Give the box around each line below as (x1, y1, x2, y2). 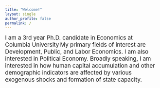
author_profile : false (5, 16, 51, 21)
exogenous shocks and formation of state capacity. (5, 76, 142, 84)
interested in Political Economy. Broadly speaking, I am (5, 55, 151, 63)
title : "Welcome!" (5, 7, 42, 12)
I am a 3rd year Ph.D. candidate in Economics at (5, 34, 133, 42)
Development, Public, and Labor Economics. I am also (5, 48, 149, 56)
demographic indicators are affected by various (5, 69, 132, 77)
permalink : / (5, 20, 32, 26)
